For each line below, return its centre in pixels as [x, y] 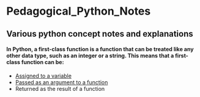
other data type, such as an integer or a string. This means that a [90, 56]
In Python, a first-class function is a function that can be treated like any [100, 49]
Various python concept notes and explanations [100, 34]
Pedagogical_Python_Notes [79, 11]
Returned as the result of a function [60, 88]
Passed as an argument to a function [61, 82]
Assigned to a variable [43, 76]
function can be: [43, 62]
